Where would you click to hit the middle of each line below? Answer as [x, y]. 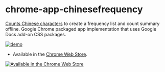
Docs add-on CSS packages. [36, 34]
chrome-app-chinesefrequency [74, 9]
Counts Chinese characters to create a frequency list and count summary [82, 23]
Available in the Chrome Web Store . [50, 54]
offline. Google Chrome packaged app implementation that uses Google [81, 29]
